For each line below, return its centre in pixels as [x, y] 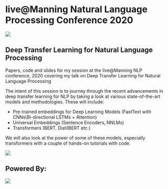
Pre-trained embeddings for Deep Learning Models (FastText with [82, 112]
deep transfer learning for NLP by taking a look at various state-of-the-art [83, 96]
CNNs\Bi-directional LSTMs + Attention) [55, 117]
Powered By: [26, 169]
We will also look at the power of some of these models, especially [75, 138]
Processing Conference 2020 [69, 20]
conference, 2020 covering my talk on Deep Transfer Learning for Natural [83, 75]
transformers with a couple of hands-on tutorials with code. [68, 143]
